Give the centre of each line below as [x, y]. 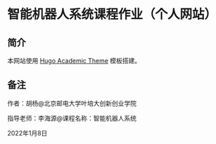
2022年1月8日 [27, 133]
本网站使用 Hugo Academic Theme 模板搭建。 [74, 61]
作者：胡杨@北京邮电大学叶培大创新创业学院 [72, 103]
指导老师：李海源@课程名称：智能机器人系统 [72, 118]
